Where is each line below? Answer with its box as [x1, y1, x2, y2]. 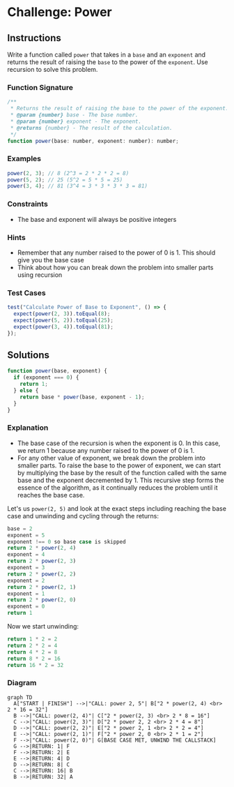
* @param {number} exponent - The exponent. [10, 118, 141, 125]
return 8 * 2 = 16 [7, 655, 61, 662]
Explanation [7, 423, 49, 433]
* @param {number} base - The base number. [10, 112, 139, 119]
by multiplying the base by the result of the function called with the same [17, 468, 227, 477]
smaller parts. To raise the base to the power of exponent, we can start [17, 461, 221, 470]
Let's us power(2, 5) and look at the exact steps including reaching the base [7, 504, 226, 513]
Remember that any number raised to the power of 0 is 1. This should [17, 248, 216, 257]
